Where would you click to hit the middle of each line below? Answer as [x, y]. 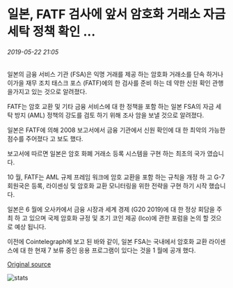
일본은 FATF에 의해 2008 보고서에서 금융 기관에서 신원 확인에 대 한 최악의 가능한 [116, 130]
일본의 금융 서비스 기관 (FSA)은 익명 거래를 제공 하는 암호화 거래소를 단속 [106, 75]
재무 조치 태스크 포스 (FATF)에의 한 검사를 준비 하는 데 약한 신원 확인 [118, 83]
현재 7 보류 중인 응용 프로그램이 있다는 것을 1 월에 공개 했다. [115, 250]
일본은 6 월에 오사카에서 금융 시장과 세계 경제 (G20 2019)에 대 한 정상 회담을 [111, 209]
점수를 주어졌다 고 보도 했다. [45, 139]
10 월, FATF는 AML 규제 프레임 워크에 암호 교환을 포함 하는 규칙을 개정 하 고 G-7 [116, 177]
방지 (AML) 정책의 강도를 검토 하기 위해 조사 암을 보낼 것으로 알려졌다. [109, 115]
